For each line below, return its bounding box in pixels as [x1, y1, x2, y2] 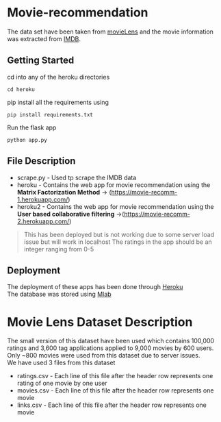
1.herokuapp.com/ [16, 195, 68, 203]
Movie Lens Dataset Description [7, 314, 193, 330]
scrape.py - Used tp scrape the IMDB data [16, 173, 137, 182]
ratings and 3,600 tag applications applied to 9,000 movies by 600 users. [7, 344, 214, 352]
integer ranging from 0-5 [23, 245, 94, 253]
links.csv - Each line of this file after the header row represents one [16, 401, 207, 409]
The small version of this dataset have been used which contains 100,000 [7, 337, 214, 345]
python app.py [7, 136, 48, 143]
